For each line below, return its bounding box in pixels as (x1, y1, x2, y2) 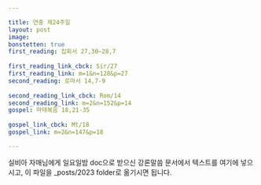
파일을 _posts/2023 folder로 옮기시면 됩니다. (32, 167, 172, 177)
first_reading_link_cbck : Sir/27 (8, 62, 118, 71)
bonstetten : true (8, 40, 65, 48)
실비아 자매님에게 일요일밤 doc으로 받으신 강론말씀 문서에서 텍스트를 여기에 (8, 157, 239, 167)
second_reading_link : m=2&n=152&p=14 (8, 99, 132, 107)
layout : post (8, 25, 51, 34)
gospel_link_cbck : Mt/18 (8, 121, 90, 129)
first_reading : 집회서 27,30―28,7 (8, 48, 116, 56)
